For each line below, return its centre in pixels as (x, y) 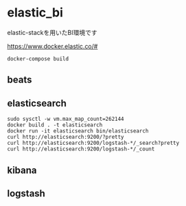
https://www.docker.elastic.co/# (53, 46)
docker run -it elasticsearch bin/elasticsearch (78, 131)
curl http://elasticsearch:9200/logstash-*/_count (81, 149)
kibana (22, 170)
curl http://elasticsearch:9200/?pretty (66, 137)
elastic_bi (35, 13)
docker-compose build (38, 59)
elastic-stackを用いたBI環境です (52, 32)
